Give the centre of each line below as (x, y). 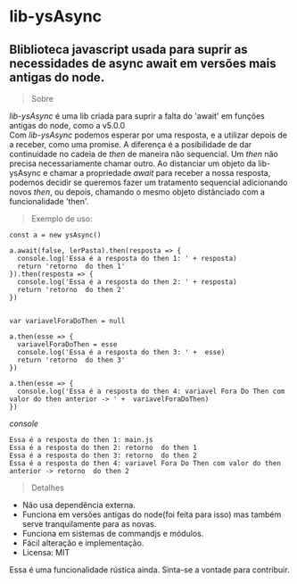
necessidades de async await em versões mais (143, 63)
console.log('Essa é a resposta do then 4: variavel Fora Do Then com (151, 391)
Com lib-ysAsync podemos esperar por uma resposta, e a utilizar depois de (148, 135)
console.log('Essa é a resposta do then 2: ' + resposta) (128, 282)
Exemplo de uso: (62, 219)
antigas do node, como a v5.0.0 (67, 125)
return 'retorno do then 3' (71, 360)
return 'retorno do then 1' (71, 266)
